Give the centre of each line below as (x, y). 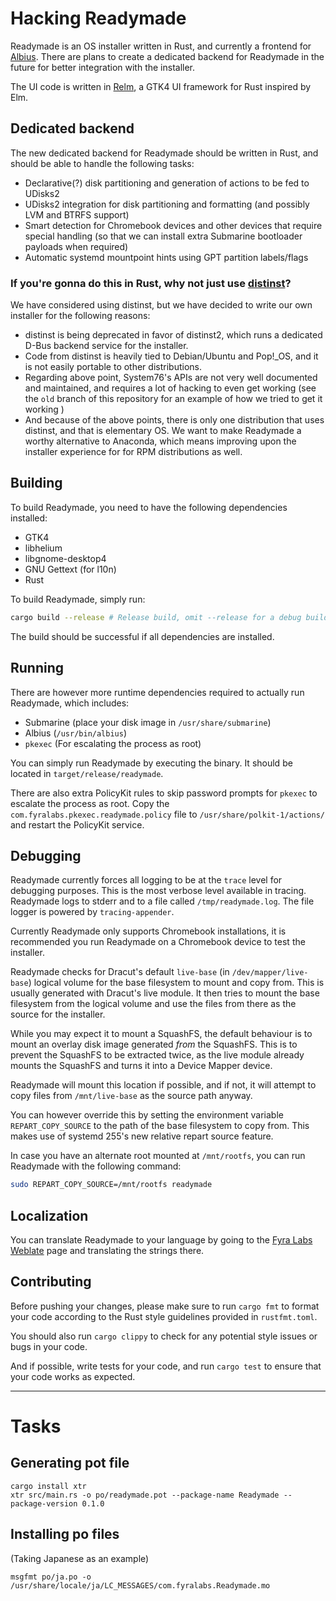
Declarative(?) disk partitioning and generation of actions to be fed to (167, 183)
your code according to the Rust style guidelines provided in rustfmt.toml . (164, 1316)
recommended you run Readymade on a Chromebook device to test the (158, 942)
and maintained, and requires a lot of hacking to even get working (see (170, 388)
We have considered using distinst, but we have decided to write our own (161, 305)
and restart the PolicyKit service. (77, 824)
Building (36, 483)
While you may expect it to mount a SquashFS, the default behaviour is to (161, 1034)
